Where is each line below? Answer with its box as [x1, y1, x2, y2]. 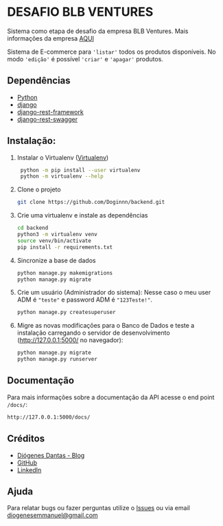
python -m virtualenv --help [20, 173, 104, 180]
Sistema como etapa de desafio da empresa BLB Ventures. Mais [7, 27, 189, 35]
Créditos [7, 433, 45, 445]
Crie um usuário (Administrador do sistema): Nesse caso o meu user [16, 288, 211, 297]
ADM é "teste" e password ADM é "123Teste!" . [16, 295, 153, 304]
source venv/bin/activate [16, 237, 91, 244]
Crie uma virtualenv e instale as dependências [16, 211, 148, 220]
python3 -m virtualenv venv [16, 231, 97, 238]
